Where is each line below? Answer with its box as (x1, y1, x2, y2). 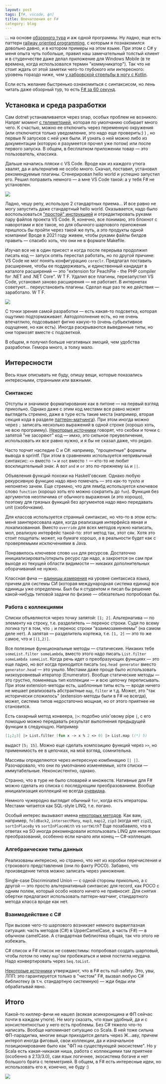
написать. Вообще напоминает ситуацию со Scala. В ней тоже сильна (5, 1027, 154, 1033)
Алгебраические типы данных (5, 846, 83, 853)
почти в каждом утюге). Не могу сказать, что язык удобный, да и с (5, 1016, 148, 1022)
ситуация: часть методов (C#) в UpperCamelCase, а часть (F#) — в (5, 927, 147, 933)
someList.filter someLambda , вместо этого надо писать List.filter (5, 651, 147, 657)
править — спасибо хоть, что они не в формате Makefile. (5, 238, 126, 244)
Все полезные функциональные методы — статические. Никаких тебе (5, 646, 155, 652)
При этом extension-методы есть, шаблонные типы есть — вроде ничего (5, 682, 160, 688)
